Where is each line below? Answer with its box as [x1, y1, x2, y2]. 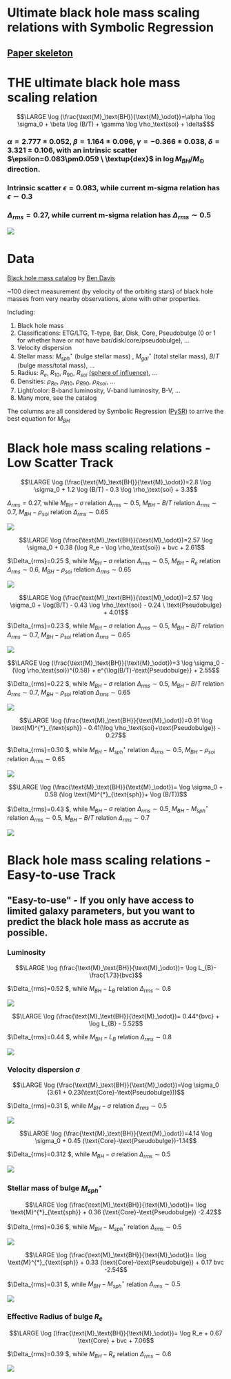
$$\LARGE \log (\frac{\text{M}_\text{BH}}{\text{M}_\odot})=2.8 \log [20, 477, 212, 486]
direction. [7, 164, 41, 174]
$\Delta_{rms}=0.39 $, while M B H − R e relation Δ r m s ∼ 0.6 [7, 1349, 172, 1360]
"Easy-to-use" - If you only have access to [7, 895, 194, 906]
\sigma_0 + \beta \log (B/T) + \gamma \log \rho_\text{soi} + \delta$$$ [17, 120, 215, 128]
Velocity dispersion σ [7, 1065, 81, 1075]
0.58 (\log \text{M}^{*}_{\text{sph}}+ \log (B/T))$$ [44, 790, 188, 798]
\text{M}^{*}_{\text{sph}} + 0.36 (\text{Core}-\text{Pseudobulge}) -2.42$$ [10, 1208, 222, 1216]
